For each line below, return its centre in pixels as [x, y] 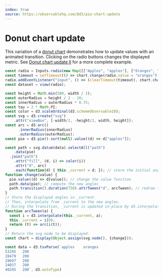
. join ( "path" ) [24, 157]
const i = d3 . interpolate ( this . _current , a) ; [56, 216]
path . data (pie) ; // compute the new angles [54, 184]
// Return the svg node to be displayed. [48, 234]
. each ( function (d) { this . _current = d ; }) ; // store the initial [82, 170]
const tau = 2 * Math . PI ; [31, 107]
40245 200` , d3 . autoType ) [33, 270]
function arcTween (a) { [29, 211]
